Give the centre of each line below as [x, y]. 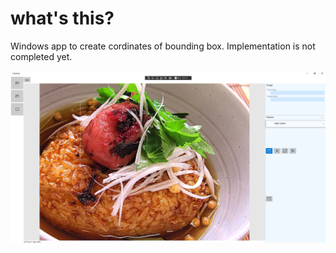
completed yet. [41, 56]
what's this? [62, 18]
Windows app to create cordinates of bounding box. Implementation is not [163, 46]
